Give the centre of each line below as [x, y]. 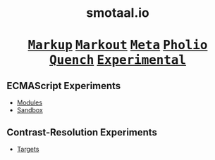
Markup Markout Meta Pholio [118, 45]
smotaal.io [118, 13]
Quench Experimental [118, 60]
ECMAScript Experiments [64, 86]
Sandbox [30, 110]
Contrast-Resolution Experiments [82, 132]
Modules [30, 102]
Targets [28, 149]
